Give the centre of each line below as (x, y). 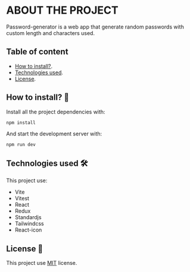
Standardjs (28, 217)
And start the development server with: (54, 134)
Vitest (22, 198)
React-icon (28, 230)
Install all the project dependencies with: (56, 112)
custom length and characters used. (51, 33)
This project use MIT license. (42, 263)
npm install (21, 122)
